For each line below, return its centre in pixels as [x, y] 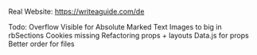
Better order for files [41, 44]
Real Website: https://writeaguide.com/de [76, 12]
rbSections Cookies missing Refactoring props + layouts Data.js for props [128, 35]
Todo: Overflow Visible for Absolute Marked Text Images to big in [115, 27]
